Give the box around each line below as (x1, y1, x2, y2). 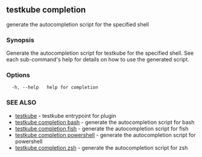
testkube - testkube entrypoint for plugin (14, 112, 116, 119)
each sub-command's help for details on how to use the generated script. (6, 56, 189, 63)
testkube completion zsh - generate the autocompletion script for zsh (14, 144, 188, 151)
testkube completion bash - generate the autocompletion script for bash (14, 119, 195, 126)
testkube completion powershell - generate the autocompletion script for (14, 131, 196, 138)
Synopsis (6, 35, 34, 44)
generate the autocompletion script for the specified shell (6, 20, 150, 28)
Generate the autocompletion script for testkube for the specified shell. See (6, 49, 194, 57)
